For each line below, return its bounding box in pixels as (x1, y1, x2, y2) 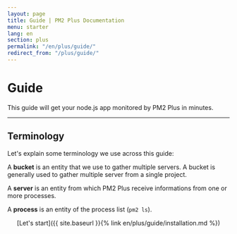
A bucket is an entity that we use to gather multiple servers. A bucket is (7, 163, 216, 171)
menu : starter (7, 23, 49, 30)
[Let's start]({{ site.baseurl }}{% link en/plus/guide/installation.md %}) (16, 218, 221, 227)
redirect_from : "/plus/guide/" (7, 50, 99, 57)
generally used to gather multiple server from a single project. (7, 170, 187, 178)
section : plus (7, 37, 49, 44)
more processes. (7, 191, 56, 199)
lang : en (7, 30, 33, 37)
